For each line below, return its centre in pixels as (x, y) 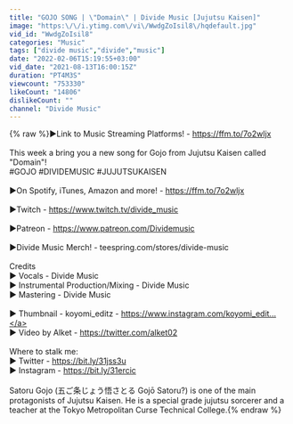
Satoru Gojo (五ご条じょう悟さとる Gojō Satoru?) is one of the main (133, 391)
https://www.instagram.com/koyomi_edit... (199, 314)
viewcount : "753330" (48, 84)
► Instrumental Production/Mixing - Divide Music (99, 285)
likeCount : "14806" (45, 92)
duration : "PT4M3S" (45, 76)
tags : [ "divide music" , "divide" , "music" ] (87, 51)
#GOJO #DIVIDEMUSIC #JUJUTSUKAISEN (88, 172)
